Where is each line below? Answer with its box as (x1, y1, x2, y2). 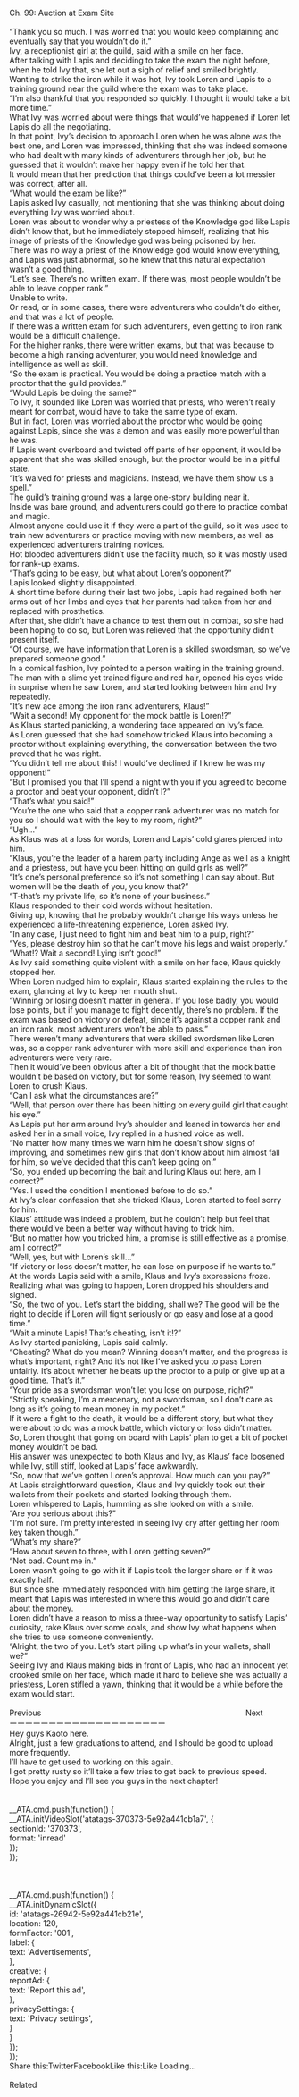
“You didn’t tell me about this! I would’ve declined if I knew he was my (9, 758, 266, 768)
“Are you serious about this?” (9, 1508, 116, 1519)
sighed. (9, 1290, 37, 1300)
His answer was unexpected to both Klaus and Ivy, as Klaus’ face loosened (9, 1451, 285, 1461)
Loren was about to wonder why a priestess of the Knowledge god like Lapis (9, 216, 291, 227)
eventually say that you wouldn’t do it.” (9, 36, 152, 46)
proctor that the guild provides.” (9, 378, 127, 388)
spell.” (9, 483, 33, 493)
